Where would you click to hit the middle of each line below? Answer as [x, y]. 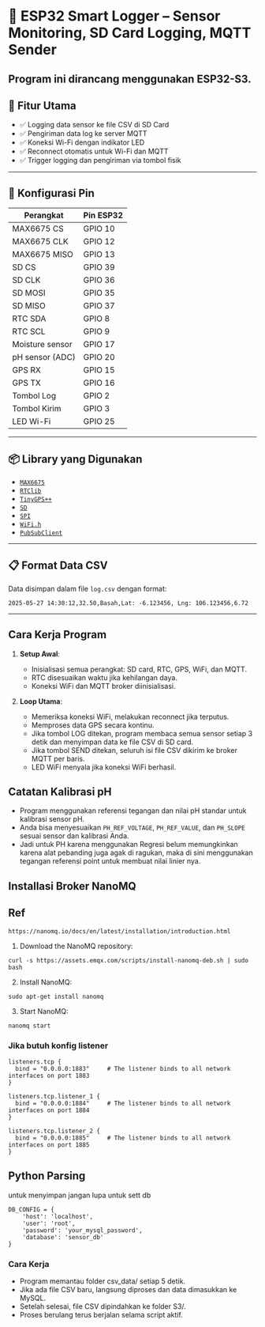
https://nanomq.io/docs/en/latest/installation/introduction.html [119, 931]
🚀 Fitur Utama [42, 106]
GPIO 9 [97, 331]
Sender [33, 50]
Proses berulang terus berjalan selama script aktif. [101, 1315]
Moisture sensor [42, 345]
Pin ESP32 [103, 215]
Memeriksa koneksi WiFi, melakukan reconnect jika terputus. [130, 716]
